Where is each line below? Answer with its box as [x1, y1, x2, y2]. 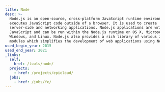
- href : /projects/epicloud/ [14, 71, 74, 75]
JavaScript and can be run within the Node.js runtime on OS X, [9, 30, 144, 35]
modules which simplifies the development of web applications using [9, 39, 155, 44]
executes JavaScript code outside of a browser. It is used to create [9, 20, 157, 26]
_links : [5, 52, 21, 57]
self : [9, 57, 21, 62]
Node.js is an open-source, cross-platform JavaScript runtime [9, 16, 141, 21]
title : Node [5, 7, 29, 12]
